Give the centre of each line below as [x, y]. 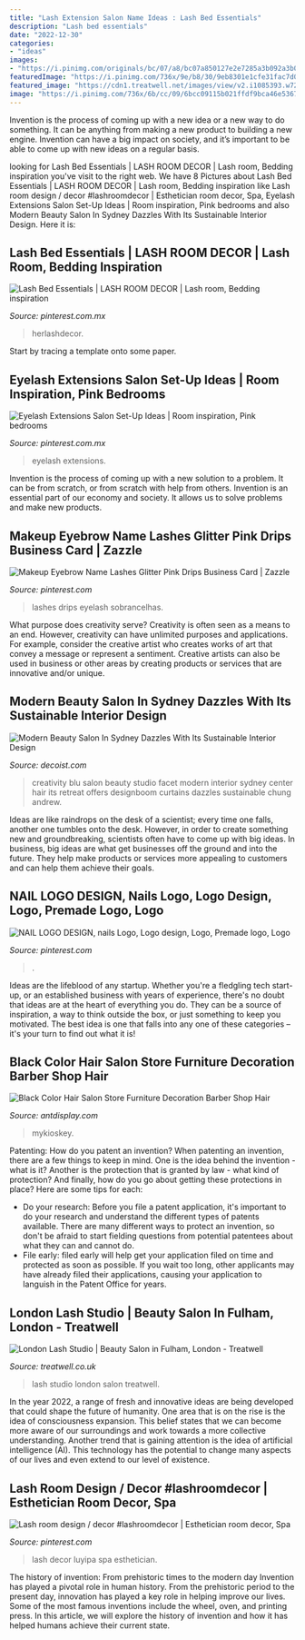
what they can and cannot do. [78, 1246]
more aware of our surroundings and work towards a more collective [138, 1431]
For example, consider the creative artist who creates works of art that [141, 644]
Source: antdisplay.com [54, 1116]
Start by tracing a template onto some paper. [93, 352]
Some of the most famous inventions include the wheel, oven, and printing [148, 1606]
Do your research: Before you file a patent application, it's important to [154, 1207]
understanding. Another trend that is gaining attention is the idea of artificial [151, 1440]
